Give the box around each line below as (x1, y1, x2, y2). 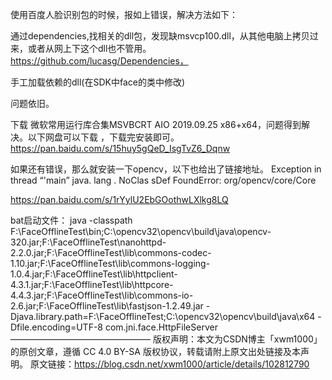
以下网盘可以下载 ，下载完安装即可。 (27, 131, 180, 143)
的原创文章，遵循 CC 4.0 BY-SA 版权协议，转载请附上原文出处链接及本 (10, 346, 301, 357)
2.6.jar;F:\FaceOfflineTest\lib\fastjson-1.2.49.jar (10, 300, 204, 312)
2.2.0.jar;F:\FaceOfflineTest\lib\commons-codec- (10, 247, 212, 258)
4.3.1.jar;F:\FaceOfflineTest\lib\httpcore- (10, 279, 174, 290)
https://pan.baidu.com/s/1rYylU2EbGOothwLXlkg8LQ (10, 194, 229, 205)
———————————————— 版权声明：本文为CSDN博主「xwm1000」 (10, 333, 323, 345)
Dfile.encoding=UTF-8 (10, 321, 103, 333)
